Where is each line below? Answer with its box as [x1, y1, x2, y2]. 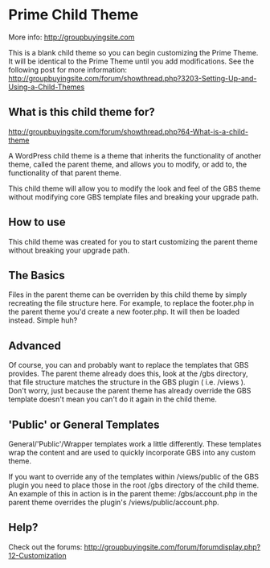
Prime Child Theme [8, 6, 139, 24]
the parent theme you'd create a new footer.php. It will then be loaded [8, 307, 239, 317]
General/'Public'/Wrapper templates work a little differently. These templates [8, 439, 262, 448]
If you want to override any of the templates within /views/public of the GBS [8, 472, 260, 481]
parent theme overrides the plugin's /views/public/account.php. [8, 497, 219, 507]
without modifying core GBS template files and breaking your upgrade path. [8, 191, 259, 202]
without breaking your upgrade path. [8, 245, 130, 255]
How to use [8, 216, 66, 229]
